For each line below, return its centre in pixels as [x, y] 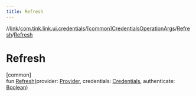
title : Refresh [25, 11]
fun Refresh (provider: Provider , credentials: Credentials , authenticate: [91, 81]
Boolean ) [17, 87]
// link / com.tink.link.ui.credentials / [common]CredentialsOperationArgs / [92, 28]
